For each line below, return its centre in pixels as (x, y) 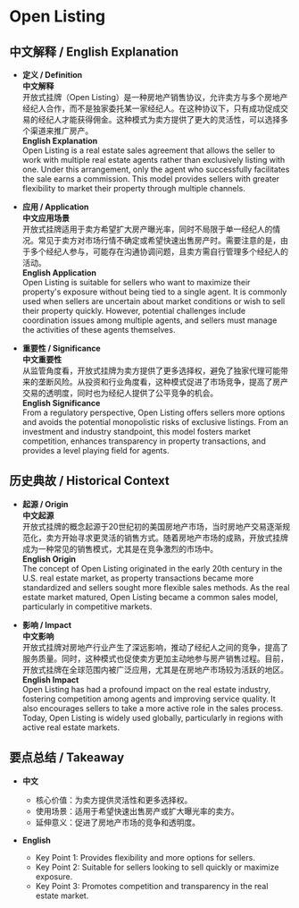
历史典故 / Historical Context (89, 481)
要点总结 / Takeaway (67, 758)
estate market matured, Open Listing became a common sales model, (150, 597)
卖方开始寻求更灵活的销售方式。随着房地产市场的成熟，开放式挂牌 (167, 538)
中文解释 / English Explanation (94, 51)
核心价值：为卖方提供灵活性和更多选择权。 (114, 800)
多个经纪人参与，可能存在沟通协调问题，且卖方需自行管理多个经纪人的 (159, 251)
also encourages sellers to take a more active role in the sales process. (153, 708)
